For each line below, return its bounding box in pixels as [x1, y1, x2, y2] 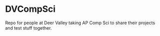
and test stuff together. [5, 25, 52, 31]
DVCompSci [5, 3, 56, 15]
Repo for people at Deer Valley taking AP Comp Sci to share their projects [5, 20, 155, 26]
